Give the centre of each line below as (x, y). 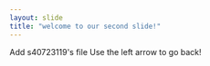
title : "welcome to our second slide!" (85, 26)
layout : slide (37, 18)
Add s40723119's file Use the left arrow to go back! (106, 52)
